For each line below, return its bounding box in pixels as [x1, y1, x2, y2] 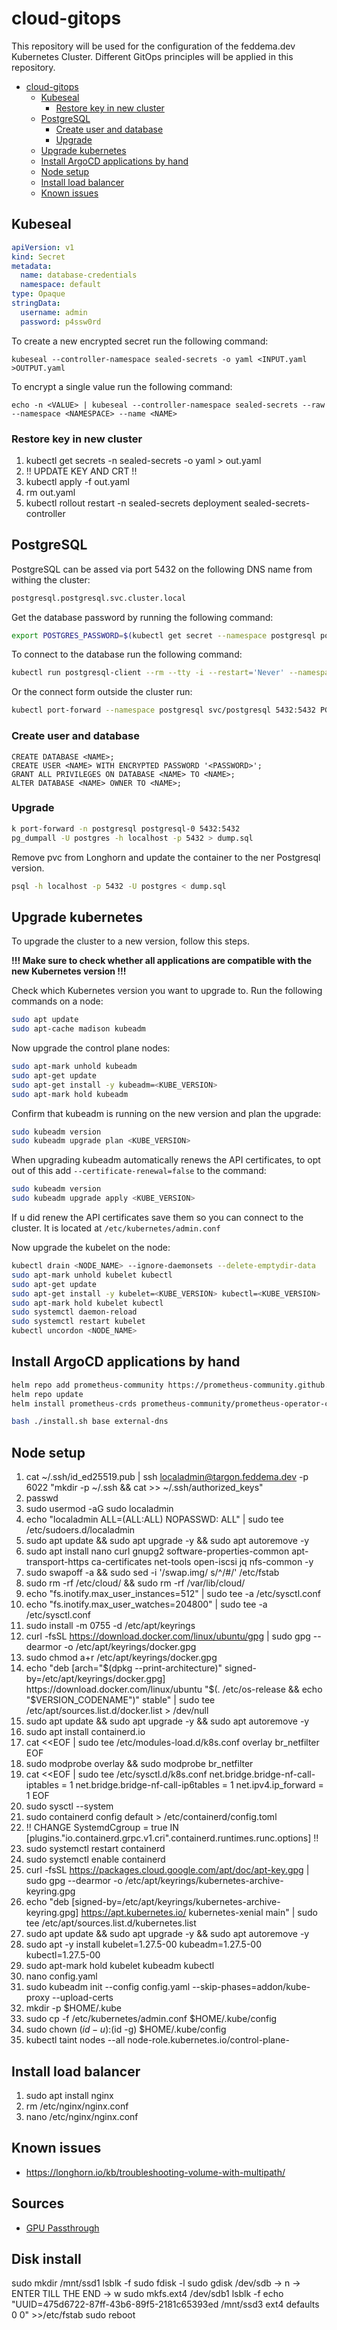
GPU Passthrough [25, 2222, 100, 2234]
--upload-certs [51, 1992, 114, 2004]
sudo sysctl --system [25, 1800, 114, 1812]
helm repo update [11, 1389, 84, 1399]
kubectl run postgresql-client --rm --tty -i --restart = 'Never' [11, 668, 285, 678]
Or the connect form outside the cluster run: [11, 686, 193, 698]
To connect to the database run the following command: [11, 648, 243, 661]
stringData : [11, 298, 61, 308]
